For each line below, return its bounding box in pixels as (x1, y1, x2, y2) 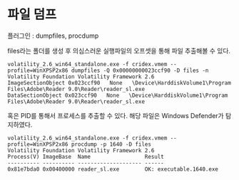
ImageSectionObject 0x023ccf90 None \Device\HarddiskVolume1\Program (7, 79, 232, 86)
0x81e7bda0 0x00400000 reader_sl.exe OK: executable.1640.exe (7, 165, 219, 173)
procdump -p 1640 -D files (71, 140, 152, 148)
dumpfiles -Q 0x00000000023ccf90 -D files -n (71, 67, 209, 74)
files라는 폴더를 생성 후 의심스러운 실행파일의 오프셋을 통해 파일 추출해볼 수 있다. (7, 46, 230, 55)
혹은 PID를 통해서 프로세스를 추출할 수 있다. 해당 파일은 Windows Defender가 (7, 111, 224, 120)
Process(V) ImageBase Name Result (7, 153, 164, 160)
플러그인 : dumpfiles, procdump (7, 31, 99, 40)
